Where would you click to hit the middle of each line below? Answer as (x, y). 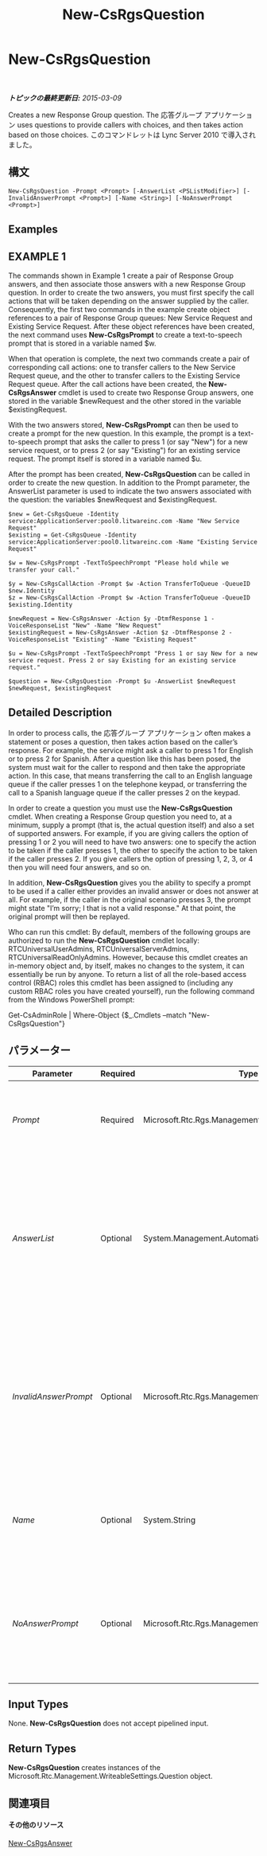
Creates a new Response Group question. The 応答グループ (105, 115)
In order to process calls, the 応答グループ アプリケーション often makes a (130, 733)
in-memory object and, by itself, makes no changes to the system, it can (126, 966)
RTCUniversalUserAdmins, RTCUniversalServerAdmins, (99, 948)
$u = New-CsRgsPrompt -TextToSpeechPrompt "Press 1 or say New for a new (133, 653)
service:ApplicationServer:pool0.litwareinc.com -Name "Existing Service (133, 542)
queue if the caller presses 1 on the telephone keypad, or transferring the (128, 784)
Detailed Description (60, 713)
